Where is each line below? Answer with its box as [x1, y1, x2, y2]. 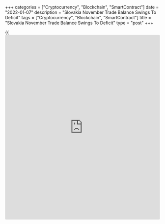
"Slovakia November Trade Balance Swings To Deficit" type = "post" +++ [5, 20, 154, 26]
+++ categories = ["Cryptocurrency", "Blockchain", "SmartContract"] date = [5, 4, 159, 10]
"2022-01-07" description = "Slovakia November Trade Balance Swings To [5, 9, 156, 15]
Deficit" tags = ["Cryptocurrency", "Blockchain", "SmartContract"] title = [5, 15, 151, 20]
